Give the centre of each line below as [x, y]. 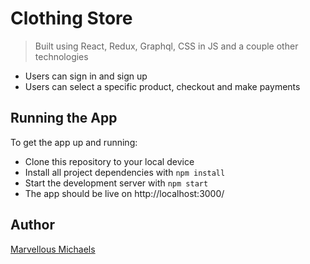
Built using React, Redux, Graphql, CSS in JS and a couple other [166, 46]
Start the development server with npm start [116, 183]
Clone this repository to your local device [109, 161]
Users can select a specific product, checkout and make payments [162, 86]
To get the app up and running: [74, 142]
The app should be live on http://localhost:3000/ [124, 193]
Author [32, 225]
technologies [61, 56]
